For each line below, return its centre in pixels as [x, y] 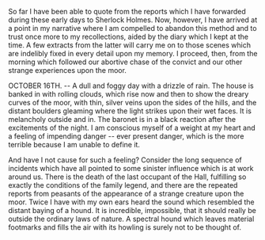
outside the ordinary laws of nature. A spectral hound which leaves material [131, 219]
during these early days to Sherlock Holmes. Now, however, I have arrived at [133, 20]
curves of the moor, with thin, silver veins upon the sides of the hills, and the [132, 103]
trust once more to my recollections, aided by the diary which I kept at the [129, 36]
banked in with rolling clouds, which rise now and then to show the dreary [129, 94]
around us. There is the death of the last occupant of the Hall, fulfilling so [127, 177]
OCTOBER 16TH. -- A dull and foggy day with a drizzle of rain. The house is [131, 86]
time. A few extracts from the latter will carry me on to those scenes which [130, 45]
